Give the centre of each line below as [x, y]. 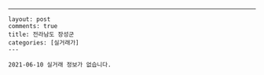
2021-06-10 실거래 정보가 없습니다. [60, 65]
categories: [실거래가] [44, 43]
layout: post [29, 20]
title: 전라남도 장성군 [41, 34]
